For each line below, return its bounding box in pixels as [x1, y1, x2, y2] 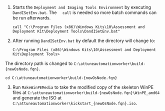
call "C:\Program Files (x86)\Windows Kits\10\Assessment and [12, 24, 145, 29]
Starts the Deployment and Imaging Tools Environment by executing [12, 4, 151, 10]
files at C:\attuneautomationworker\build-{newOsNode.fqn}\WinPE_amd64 [12, 89, 160, 95]
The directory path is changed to [5, 60, 73, 66]
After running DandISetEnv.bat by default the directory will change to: [12, 37, 155, 43]
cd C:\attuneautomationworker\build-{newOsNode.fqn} [5, 75, 117, 80]
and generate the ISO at [12, 95, 62, 100]
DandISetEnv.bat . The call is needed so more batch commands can [12, 9, 156, 15]
